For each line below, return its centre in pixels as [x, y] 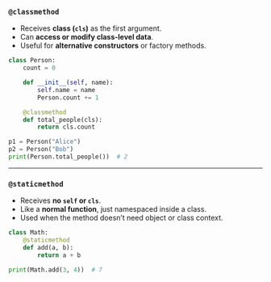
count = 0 [40, 68]
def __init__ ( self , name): [68, 83]
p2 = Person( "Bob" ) [41, 149]
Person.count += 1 [68, 97]
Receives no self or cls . [60, 200]
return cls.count [66, 127]
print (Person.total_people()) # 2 [68, 157]
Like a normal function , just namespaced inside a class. [113, 209]
